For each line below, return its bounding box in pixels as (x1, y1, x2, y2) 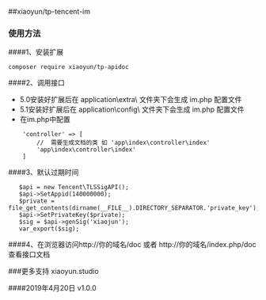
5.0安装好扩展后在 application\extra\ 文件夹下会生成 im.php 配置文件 (19, 95, 242, 104)
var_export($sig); (18, 225, 80, 233)
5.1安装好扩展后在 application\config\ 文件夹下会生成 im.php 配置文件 (19, 104, 245, 114)
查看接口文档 (8, 249, 50, 260)
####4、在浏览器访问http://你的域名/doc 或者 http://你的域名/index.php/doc (8, 240, 256, 249)
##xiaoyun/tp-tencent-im (8, 7, 91, 16)
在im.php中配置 (19, 115, 70, 124)
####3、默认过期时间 (8, 168, 79, 177)
